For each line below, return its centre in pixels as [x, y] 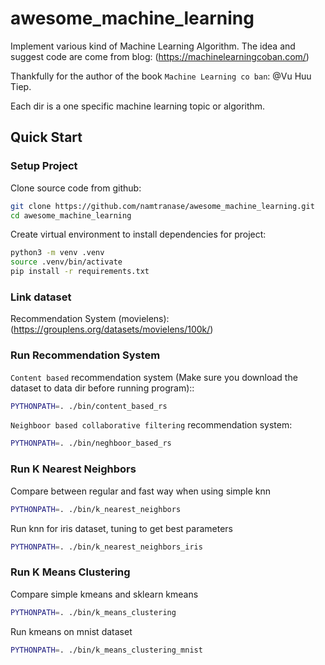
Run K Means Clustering [70, 572]
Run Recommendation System [85, 355]
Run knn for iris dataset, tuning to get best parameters [121, 528]
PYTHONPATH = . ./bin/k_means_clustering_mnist [106, 650]
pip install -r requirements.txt [80, 272]
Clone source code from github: [76, 188]
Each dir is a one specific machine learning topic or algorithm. [138, 106]
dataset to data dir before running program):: [102, 388]
